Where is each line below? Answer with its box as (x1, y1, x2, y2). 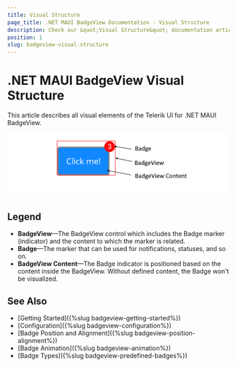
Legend (7, 211, 42, 223)
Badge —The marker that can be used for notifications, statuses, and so (17, 245, 226, 253)
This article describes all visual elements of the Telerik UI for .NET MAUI (7, 111, 217, 120)
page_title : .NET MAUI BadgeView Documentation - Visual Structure (7, 18, 210, 26)
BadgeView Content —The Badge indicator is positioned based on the (17, 260, 221, 268)
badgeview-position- (134, 329, 196, 337)
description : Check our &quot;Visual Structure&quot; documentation (7, 26, 213, 33)
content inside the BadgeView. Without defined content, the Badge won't (17, 267, 229, 276)
